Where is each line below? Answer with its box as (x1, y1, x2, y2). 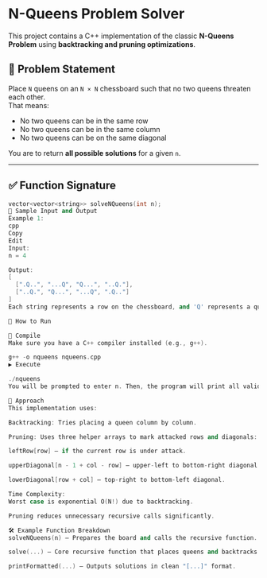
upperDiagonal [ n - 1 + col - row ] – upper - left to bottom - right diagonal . (8, 462, 261, 470)
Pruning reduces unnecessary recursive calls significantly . (8, 512, 215, 520)
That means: (8, 100, 49, 110)
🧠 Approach (8, 397, 44, 405)
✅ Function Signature (8, 179, 117, 192)
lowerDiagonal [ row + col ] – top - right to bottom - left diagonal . (8, 476, 226, 484)
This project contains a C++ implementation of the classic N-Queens (8, 31, 234, 41)
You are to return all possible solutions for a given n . (8, 148, 181, 157)
